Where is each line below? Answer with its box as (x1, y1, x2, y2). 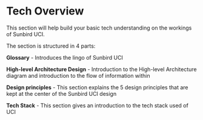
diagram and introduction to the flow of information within (6, 72, 150, 79)
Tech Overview (6, 4, 84, 18)
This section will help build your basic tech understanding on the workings (6, 24, 192, 31)
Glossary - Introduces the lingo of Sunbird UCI (6, 54, 123, 61)
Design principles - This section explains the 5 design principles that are (6, 83, 188, 91)
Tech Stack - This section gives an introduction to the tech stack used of (6, 101, 189, 109)
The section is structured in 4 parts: (6, 42, 96, 49)
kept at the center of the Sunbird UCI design (6, 90, 117, 97)
